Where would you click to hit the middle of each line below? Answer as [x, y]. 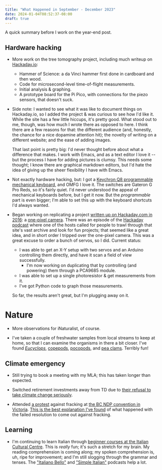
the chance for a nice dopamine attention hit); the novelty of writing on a [84, 135]
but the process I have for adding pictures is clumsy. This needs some [82, 160]
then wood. [30, 79]
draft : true [17, 18]
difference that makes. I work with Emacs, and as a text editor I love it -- [84, 155]
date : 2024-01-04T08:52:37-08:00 [39, 14]
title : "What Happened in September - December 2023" [60, 9]
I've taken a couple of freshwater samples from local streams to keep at [83, 338]
